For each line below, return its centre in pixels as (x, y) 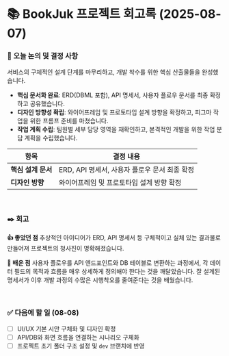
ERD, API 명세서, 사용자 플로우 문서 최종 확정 (126, 170)
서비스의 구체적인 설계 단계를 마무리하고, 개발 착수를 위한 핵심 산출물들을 (104, 72)
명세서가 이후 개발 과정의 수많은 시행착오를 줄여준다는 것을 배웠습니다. (100, 280)
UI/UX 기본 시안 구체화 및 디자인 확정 (66, 329)
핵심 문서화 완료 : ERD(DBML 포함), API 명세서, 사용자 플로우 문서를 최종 (112, 95)
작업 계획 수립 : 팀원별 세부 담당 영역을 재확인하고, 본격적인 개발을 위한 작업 (116, 129)
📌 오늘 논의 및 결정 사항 (43, 56)
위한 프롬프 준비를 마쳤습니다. (69, 121)
